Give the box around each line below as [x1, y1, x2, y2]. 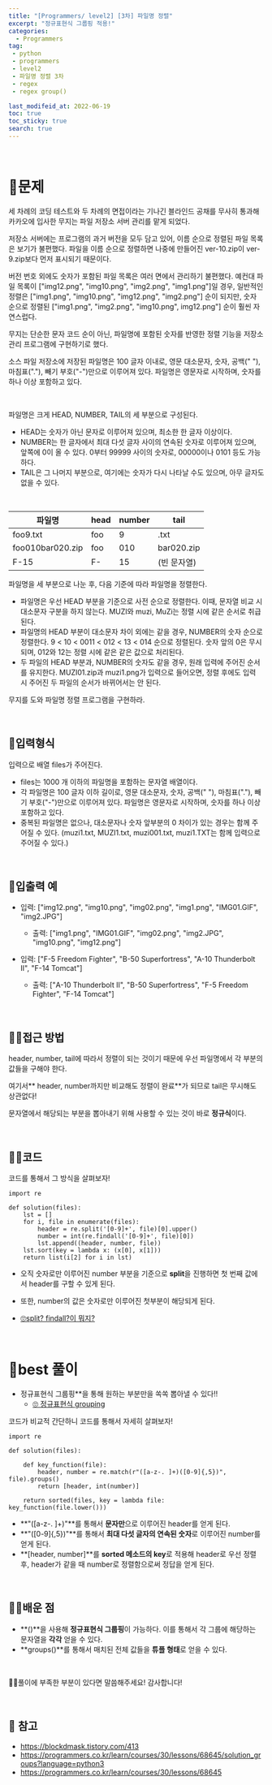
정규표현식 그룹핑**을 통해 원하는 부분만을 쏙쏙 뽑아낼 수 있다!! [19, 1389, 218, 1399]
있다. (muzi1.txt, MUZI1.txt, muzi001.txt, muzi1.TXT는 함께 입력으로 [44, 827, 261, 837]
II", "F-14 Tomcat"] [19, 964, 83, 973]
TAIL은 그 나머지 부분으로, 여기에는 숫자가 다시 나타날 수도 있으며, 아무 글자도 [19, 468, 265, 477]
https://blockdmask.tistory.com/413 [19, 1741, 140, 1751]
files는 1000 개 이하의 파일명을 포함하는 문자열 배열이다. [19, 777, 198, 787]
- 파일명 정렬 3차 [11, 72, 64, 80]
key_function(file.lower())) [8, 1503, 107, 1511]
